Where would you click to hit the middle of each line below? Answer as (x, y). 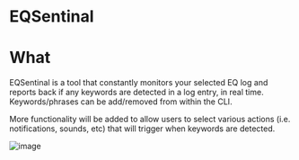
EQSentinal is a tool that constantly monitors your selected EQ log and (139, 83)
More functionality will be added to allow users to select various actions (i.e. (150, 120)
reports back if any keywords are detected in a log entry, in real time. (136, 93)
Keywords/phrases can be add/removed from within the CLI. (121, 102)
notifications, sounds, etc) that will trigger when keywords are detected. (142, 129)
